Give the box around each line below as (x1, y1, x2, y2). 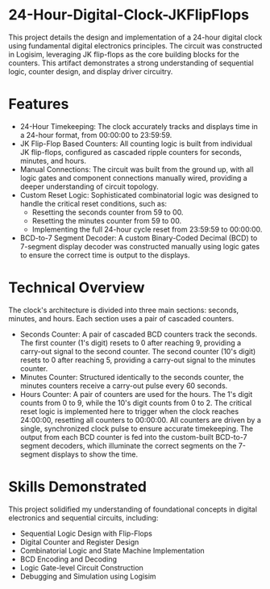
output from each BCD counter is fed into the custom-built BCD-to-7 (19, 432, 247, 441)
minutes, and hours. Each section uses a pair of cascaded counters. (8, 313, 235, 324)
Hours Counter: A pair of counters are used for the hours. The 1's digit (19, 389, 253, 399)
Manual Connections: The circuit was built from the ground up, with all (19, 164, 254, 174)
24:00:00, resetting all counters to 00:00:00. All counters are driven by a (19, 415, 262, 424)
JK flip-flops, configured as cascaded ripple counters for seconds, (19, 147, 242, 157)
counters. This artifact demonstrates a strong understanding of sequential (8, 58, 254, 68)
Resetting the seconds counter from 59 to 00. (31, 207, 184, 217)
